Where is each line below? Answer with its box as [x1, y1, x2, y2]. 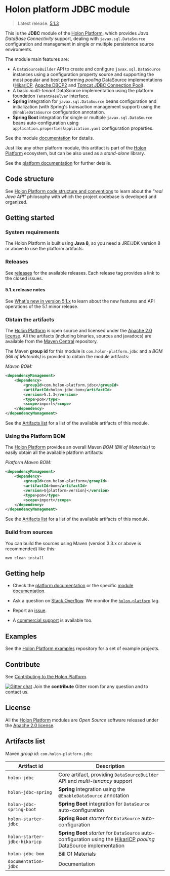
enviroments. [5, 46, 33, 52]
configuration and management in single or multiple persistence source [5, 41, 154, 47]
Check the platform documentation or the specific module [12, 583, 134, 589]
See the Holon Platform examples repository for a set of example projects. [5, 645, 160, 652]
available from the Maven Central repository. [5, 338, 98, 345]
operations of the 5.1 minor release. [5, 303, 78, 310]
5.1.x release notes [5, 287, 46, 293]
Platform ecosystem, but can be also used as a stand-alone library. [5, 150, 145, 156]
